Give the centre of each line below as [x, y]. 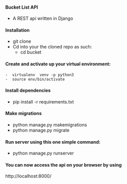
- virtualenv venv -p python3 [40, 75]
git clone [22, 41]
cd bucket [31, 52]
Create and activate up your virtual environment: [58, 64]
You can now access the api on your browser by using [63, 165]
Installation [17, 30]
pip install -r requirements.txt [43, 101]
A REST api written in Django [43, 18]
